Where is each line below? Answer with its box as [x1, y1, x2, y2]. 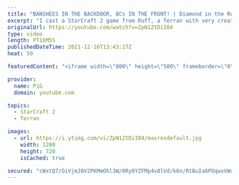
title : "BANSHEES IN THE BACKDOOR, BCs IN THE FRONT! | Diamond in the [7, 10, 224, 18]
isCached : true [20, 154, 65, 162]
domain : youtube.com [14, 89, 75, 96]
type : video [7, 30, 43, 38]
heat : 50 [7, 51, 33, 58]
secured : [7, 167, 33, 174]
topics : [7, 102, 31, 109]
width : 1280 [20, 141, 55, 148]
